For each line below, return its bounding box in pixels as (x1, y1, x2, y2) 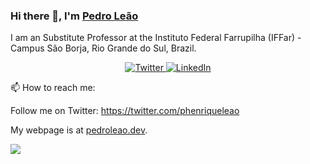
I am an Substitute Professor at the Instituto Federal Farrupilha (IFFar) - (10, 32, 302, 44)
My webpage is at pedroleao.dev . (10, 124, 148, 136)
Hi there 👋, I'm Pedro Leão (10, 9, 139, 23)
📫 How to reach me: (10, 82, 96, 94)
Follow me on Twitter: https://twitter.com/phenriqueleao (10, 105, 240, 117)
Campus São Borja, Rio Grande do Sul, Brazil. (10, 42, 197, 54)
